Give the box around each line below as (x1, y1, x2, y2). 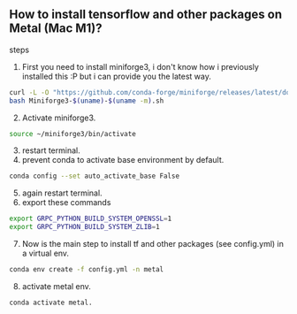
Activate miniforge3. (21, 112, 96, 123)
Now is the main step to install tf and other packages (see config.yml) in (21, 239, 285, 249)
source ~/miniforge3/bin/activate (9, 129, 137, 138)
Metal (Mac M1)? (9, 21, 103, 36)
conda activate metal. (9, 298, 93, 307)
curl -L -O (9, 88, 49, 96)
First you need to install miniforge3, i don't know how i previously (21, 61, 259, 72)
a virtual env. (21, 248, 69, 259)
